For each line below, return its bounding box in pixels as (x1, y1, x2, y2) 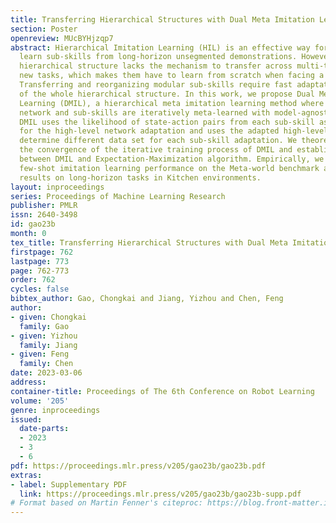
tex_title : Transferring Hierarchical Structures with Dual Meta (10, 237, 288, 248)
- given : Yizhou (10, 331, 78, 341)
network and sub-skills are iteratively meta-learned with (19, 107, 271, 118)
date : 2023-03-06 (10, 368, 83, 378)
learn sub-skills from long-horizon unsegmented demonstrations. (19, 52, 298, 62)
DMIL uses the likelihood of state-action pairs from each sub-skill (19, 117, 315, 127)
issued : (10, 414, 43, 425)
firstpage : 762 (10, 247, 74, 257)
